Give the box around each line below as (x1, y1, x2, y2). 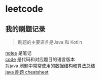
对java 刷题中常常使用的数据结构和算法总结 (5, 63, 95, 69)
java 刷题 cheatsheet (5, 69, 49, 75)
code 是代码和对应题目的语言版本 (5, 57, 75, 62)
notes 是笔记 (5, 50, 32, 56)
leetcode (5, 3, 43, 15)
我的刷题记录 (5, 24, 46, 33)
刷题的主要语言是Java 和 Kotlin (17, 39, 82, 45)
